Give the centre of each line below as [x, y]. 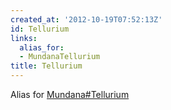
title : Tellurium [46, 66]
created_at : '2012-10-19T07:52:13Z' [86, 19]
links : [24, 38]
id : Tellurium [40, 29]
